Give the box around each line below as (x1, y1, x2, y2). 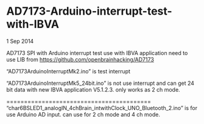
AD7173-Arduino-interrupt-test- (6, 4, 172, 18)
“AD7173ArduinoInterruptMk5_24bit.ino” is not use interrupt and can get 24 (6, 79, 195, 87)
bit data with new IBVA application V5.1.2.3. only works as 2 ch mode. (6, 86, 181, 93)
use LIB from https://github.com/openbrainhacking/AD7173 (6, 56, 154, 63)
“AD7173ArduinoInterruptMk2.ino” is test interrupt (6, 67, 131, 75)
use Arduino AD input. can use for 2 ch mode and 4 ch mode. (6, 111, 160, 118)
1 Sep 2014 (6, 37, 34, 45)
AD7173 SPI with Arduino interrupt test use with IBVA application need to (6, 49, 188, 56)
